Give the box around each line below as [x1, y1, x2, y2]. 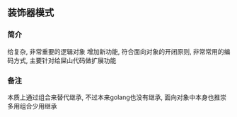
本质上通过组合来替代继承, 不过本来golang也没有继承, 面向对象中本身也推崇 [7, 93, 227, 101]
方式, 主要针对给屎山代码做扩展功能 [13, 56, 117, 65]
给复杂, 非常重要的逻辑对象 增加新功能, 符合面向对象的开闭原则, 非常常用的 [7, 47, 224, 55]
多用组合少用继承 [7, 101, 57, 110]
